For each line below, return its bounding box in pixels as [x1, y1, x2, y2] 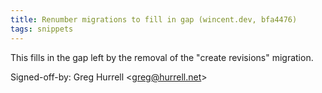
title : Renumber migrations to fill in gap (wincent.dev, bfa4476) [10, 14, 298, 25]
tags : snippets [10, 24, 74, 34]
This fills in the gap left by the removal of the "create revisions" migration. [10, 51, 314, 63]
